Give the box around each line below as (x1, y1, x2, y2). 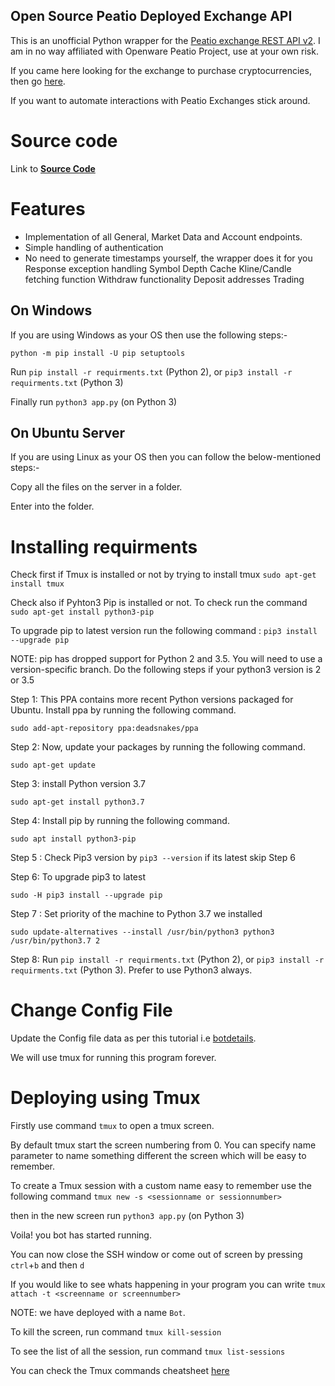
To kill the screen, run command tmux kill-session (10, 1326, 222, 1338)
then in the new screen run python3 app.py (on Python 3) (10, 1210, 245, 1222)
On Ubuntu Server (10, 424, 126, 441)
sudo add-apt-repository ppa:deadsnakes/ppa (10, 724, 199, 734)
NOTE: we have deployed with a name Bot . (10, 1307, 186, 1319)
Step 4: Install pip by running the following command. (10, 815, 230, 827)
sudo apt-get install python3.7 (10, 797, 145, 808)
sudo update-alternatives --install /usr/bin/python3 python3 (10, 927, 275, 938)
